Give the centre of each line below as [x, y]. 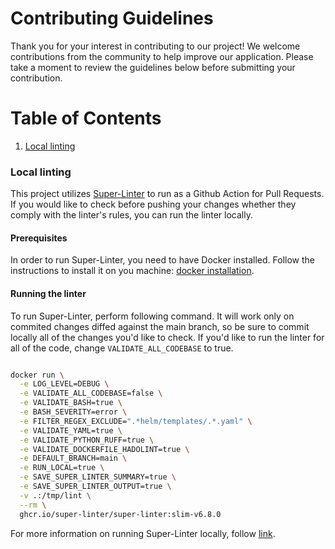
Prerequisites [39, 238]
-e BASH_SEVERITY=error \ [73, 412]
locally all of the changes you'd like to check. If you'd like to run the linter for [167, 337]
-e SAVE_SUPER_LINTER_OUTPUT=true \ [95, 487]
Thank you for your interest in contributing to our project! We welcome [155, 46]
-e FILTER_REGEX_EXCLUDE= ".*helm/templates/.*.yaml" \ [136, 421]
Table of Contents [86, 118]
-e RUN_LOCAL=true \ [62, 468]
